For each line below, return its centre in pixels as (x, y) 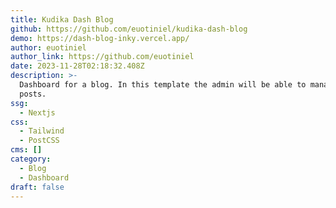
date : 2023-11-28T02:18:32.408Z (77, 66)
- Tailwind (42, 131)
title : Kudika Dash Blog (62, 19)
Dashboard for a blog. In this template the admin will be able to (163, 85)
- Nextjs (37, 112)
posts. (33, 94)
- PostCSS (39, 141)
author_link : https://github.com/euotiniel (102, 57)
